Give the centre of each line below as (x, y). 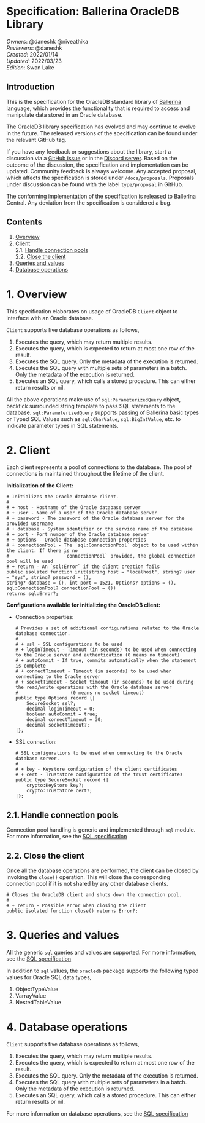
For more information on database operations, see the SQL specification (97, 1113)
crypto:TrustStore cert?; (60, 791)
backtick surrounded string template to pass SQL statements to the (91, 406)
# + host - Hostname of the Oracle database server (73, 508)
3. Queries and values (63, 935)
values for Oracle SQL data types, (49, 977)
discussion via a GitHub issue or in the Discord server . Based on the (92, 158)
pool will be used (30, 561)
